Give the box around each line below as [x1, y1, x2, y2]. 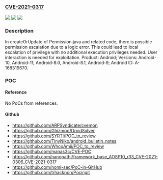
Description [5, 28, 34, 34]
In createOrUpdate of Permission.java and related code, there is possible [5, 38, 152, 45]
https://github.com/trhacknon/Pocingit [12, 169, 90, 175]
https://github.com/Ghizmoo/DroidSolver [12, 127, 95, 133]
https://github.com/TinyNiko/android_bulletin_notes [12, 138, 117, 144]
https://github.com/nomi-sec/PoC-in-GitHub [12, 164, 102, 170]
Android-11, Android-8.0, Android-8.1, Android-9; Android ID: [12, 60, 134, 65]
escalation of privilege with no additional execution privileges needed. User [5, 49, 158, 55]
